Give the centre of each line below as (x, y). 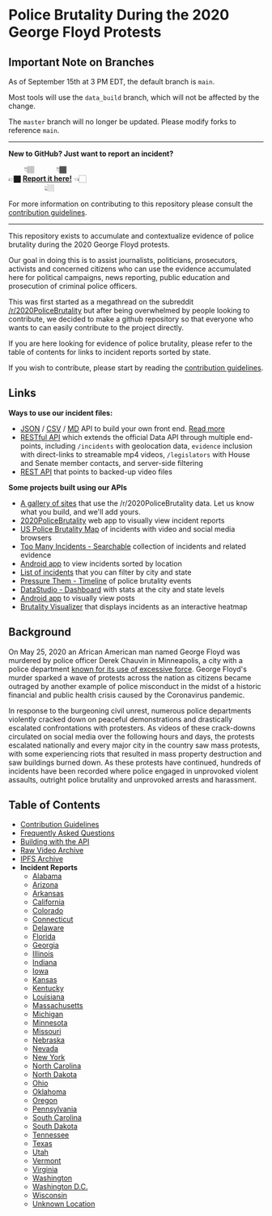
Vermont (47, 1161)
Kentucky (48, 989)
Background (40, 632)
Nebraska (48, 1040)
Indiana (45, 963)
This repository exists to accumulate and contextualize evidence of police (131, 236)
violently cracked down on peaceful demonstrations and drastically (121, 719)
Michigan (48, 1014)
